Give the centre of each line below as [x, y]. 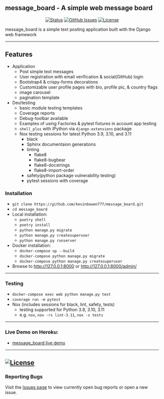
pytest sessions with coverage [57, 180]
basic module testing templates [51, 108]
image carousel [35, 92]
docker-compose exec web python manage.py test [61, 295]
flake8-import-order [54, 170]
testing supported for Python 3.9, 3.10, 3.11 [62, 310]
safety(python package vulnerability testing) [71, 175]
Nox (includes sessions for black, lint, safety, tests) [63, 305]
